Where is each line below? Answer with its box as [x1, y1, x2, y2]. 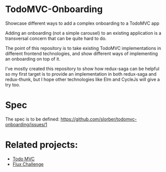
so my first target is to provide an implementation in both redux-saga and [5, 71, 157, 77]
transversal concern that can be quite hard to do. [5, 35, 107, 41]
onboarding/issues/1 [5, 121, 48, 127]
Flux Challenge [12, 161, 44, 167]
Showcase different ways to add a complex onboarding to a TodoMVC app [5, 20, 159, 26]
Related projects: [5, 139, 78, 151]
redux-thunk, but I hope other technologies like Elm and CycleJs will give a [5, 76, 160, 82]
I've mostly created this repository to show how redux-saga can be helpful [5, 66, 159, 72]
